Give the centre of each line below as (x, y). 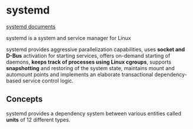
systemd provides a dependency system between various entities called (94, 113)
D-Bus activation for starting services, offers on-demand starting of (88, 55)
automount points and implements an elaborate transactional (80, 74)
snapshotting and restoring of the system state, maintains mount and (90, 68)
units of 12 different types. (38, 120)
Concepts (24, 99)
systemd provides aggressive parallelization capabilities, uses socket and (96, 49)
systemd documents (31, 27)
